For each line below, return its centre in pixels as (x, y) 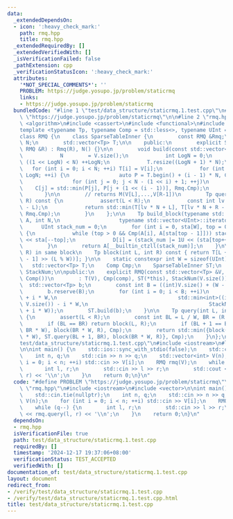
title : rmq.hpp (42, 40)
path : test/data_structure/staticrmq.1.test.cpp (85, 440)
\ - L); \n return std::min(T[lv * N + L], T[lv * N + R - (122, 208)
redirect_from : (29, 485)
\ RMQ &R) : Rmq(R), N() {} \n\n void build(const (104, 149)
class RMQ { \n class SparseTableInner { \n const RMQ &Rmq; (122, 136)
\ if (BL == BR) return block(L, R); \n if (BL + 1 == (121, 324)
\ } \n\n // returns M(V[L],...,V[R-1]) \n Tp (116, 195)
